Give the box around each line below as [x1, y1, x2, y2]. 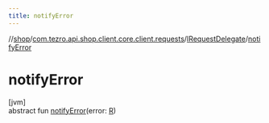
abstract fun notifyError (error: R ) [8, 105, 117, 115]
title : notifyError [8, 11, 74, 20]
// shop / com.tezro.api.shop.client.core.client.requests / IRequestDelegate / [8, 34, 248, 43]
